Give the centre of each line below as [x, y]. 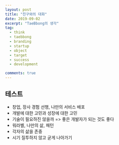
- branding [20, 42]
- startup [19, 46]
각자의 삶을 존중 [27, 131]
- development [24, 64]
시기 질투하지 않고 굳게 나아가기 [42, 137]
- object [18, 50]
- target [18, 55]
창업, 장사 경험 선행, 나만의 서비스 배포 [49, 107]
